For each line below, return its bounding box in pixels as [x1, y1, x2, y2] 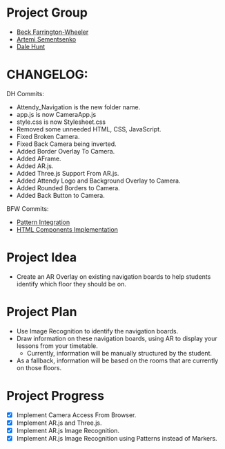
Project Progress [6, 387, 105, 403]
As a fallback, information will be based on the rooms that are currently [16, 356, 219, 365]
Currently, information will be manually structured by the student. [26, 349, 212, 357]
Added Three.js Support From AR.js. [16, 169, 119, 177]
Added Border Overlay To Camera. [16, 147, 115, 155]
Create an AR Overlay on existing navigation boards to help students [16, 272, 211, 281]
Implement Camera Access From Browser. [16, 410, 137, 419]
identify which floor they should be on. [16, 280, 127, 288]
